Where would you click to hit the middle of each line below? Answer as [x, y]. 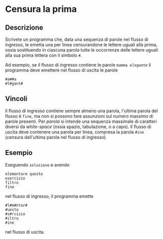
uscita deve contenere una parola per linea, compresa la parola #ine [75, 132]
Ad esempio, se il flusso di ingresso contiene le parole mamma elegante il [78, 65]
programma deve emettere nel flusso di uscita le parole [61, 70]
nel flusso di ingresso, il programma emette [49, 196]
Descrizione [24, 28]
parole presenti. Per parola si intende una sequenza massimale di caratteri [81, 121]
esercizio [15, 178]
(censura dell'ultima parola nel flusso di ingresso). [56, 137]
